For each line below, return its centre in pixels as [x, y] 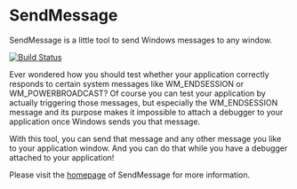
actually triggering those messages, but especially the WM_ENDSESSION [144, 102]
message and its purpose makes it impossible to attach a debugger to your [146, 112]
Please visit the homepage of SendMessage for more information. [130, 175]
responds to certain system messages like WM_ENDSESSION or [127, 83]
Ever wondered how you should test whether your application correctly [139, 74]
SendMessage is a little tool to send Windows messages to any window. [141, 40]
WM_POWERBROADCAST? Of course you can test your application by [138, 93]
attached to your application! [62, 157]
